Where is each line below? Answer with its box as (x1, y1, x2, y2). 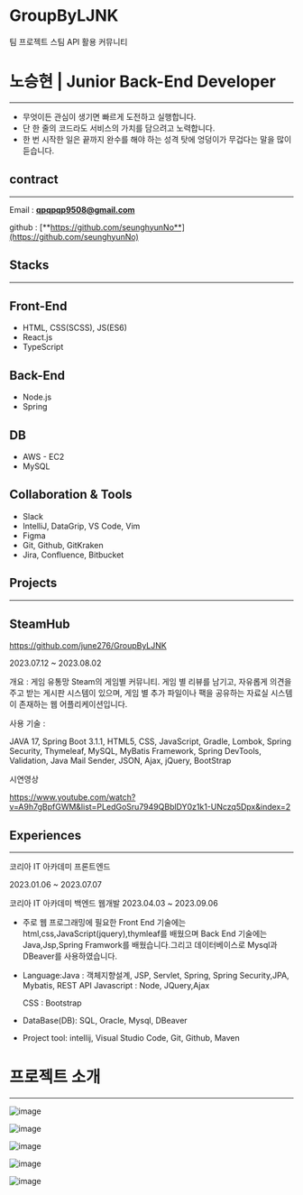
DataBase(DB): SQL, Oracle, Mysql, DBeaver (22, 1016, 188, 1026)
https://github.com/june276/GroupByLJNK (9, 640, 167, 651)
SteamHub (9, 616, 70, 631)
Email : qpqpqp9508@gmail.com (9, 204, 135, 215)
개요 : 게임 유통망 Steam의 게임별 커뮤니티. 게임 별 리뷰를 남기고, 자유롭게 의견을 (9, 676, 292, 687)
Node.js (22, 391, 52, 402)
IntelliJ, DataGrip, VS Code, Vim (22, 520, 141, 531)
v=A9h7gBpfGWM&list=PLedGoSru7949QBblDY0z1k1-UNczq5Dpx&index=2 (9, 802, 291, 813)
